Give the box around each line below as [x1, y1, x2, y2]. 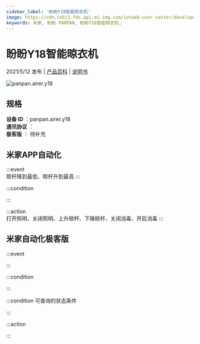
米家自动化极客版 [6, 234, 69, 244]
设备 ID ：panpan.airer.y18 [6, 115, 71, 123]
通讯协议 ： [6, 123, 34, 130]
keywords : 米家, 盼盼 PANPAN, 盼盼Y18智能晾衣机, [6, 20, 122, 26]
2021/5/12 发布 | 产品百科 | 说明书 [6, 68, 88, 75]
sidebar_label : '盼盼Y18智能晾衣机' [6, 8, 91, 15]
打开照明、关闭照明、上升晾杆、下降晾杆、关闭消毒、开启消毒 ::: [6, 215, 164, 222]
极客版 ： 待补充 [6, 130, 46, 137]
